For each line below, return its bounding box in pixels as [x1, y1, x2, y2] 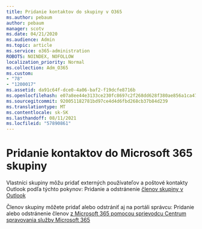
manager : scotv [6, 25, 44, 32]
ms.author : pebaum [6, 14, 52, 20]
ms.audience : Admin [6, 37, 55, 43]
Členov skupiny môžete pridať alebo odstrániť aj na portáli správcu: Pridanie [6, 204, 194, 211]
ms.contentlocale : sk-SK [6, 109, 69, 115]
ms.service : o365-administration [6, 48, 90, 54]
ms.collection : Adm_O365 [6, 64, 69, 71]
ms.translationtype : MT [6, 103, 66, 110]
